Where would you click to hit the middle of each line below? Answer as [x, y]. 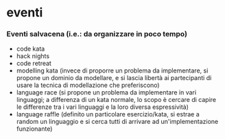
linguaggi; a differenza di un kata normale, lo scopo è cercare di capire [116, 100]
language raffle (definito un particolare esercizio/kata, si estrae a [108, 114]
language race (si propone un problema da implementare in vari [106, 92]
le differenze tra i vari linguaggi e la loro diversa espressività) [103, 107]
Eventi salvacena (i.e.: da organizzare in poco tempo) [97, 34]
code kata [31, 49]
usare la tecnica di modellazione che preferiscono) [88, 85]
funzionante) [34, 129]
